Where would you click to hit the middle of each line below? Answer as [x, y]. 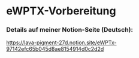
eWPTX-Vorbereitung [61, 11]
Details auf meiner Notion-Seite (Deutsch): [70, 30]
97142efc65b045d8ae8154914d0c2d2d [55, 49]
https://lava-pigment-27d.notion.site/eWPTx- [61, 42]
